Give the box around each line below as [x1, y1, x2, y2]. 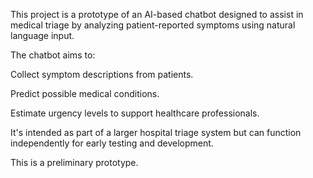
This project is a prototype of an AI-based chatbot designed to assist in [10, 9, 304, 20]
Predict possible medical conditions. [10, 88, 160, 99]
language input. [10, 30, 75, 41]
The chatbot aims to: [10, 49, 96, 61]
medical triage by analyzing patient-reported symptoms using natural [10, 19, 296, 31]
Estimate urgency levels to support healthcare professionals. [10, 107, 260, 119]
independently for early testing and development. [10, 137, 214, 149]
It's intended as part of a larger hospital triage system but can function [10, 127, 302, 138]
